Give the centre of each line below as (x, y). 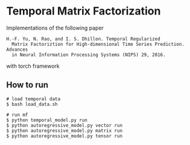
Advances (17, 50)
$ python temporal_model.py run (47, 120)
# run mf (17, 115)
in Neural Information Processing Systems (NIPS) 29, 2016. (89, 55)
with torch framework (33, 66)
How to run (27, 85)
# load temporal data (33, 99)
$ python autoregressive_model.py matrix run (64, 130)
